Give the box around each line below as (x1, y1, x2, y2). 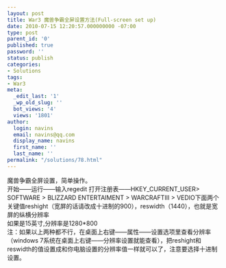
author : (7, 118, 29, 125)
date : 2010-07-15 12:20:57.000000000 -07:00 (7, 23, 136, 29)
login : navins (13, 125, 53, 132)
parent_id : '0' (7, 36, 51, 42)
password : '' (7, 49, 45, 56)
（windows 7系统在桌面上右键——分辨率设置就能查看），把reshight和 (7, 236, 202, 244)
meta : (7, 86, 23, 93)
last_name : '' (13, 150, 53, 158)
